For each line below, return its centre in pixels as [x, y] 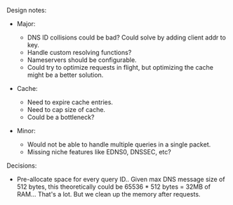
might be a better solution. [65, 75]
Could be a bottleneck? [61, 117]
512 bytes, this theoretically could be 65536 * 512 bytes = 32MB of [114, 187]
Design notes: [27, 10]
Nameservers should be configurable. [82, 60]
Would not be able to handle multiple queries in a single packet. [119, 144]
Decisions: [22, 166]
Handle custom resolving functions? [79, 52]
